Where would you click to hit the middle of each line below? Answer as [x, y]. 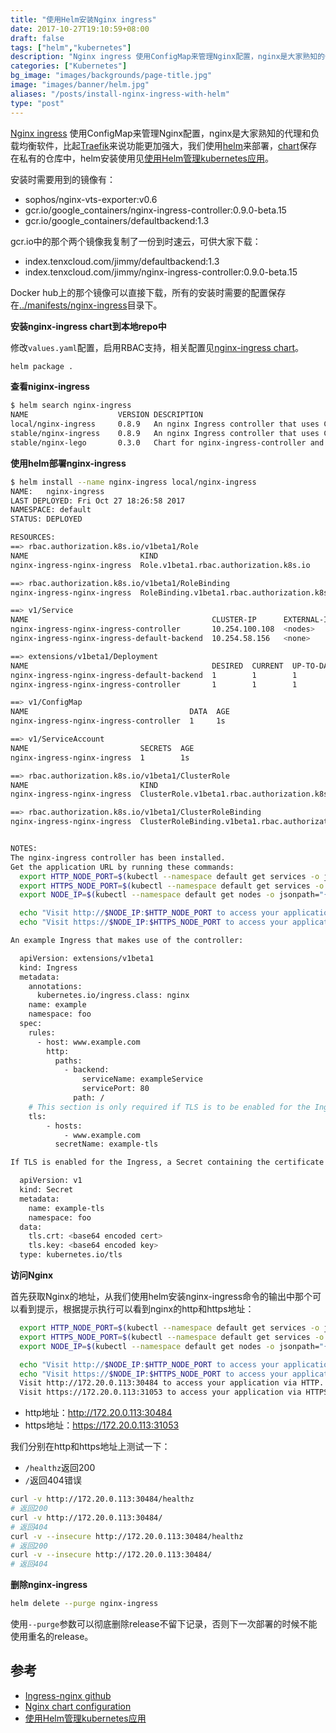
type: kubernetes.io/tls [71, 1255]
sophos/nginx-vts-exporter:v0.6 [91, 199]
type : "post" [37, 103]
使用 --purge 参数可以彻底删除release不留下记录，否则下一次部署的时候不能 [164, 1624]
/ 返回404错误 [53, 1480]
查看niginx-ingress [50, 387]
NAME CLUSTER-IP [133, 620]
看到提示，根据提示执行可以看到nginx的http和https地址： [136, 1309]
